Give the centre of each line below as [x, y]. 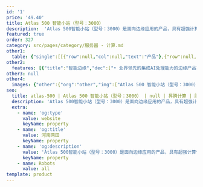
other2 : [16, 62]
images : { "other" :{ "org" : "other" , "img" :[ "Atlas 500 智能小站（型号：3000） [105, 85]
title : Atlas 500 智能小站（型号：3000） [55, 23]
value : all [36, 169]
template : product [29, 175]
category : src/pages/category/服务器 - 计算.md [65, 46]
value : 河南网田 [41, 135]
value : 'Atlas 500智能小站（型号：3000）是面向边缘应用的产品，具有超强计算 [109, 152]
